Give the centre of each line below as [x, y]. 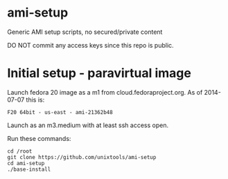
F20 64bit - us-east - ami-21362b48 [60, 112]
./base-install [29, 169]
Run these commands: [39, 138]
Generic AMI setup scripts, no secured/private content [85, 32]
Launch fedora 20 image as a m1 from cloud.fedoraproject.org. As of [105, 92]
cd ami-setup [26, 163]
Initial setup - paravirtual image [99, 73]
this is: [35, 100]
